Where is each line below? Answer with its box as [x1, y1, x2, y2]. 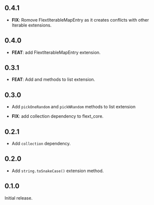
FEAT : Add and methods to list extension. [11, 77, 95, 82]
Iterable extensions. [11, 22, 52, 28]
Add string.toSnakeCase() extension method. [11, 168, 104, 174]
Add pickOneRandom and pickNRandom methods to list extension [11, 104, 136, 110]
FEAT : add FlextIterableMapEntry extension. [11, 49, 101, 55]
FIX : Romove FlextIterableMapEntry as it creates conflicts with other [11, 17, 149, 23]
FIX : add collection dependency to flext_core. [11, 113, 104, 119]
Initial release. [4, 195, 33, 201]
